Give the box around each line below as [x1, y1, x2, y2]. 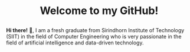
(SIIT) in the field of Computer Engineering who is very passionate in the [6, 33, 182, 40]
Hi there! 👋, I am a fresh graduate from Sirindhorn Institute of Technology [6, 27, 185, 34]
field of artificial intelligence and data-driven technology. [6, 39, 144, 46]
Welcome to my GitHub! [40, 4, 159, 18]
